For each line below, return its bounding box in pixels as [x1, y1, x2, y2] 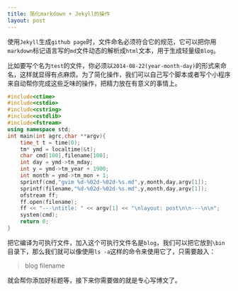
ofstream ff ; [20, 192, 59, 199]
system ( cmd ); [20, 212, 59, 219]
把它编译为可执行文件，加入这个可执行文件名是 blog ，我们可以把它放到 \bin [7, 238, 225, 246]
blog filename [24, 261, 65, 270]
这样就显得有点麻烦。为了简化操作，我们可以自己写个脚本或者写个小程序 [19, 70, 231, 79]
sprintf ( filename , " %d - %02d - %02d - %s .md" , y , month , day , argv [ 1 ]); [20, 185, 208, 192]
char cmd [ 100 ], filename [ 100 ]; [20, 152, 110, 159]
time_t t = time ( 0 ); [20, 139, 81, 146]
